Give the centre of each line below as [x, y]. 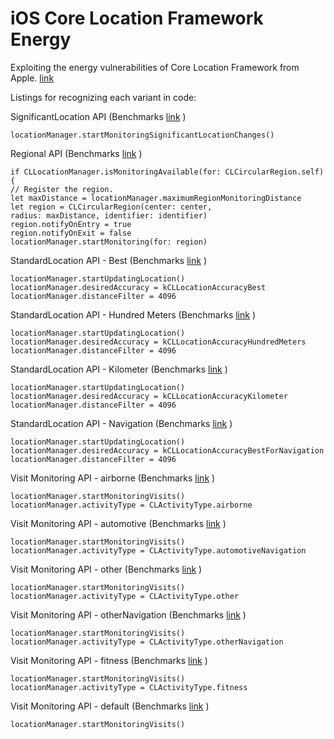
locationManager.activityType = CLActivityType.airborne [131, 505]
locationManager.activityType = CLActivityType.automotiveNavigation [158, 550]
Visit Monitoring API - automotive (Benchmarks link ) [118, 523]
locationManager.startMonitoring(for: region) [109, 242]
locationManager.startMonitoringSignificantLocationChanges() [142, 135]
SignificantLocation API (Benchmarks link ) [98, 116]
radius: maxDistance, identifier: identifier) [109, 215]
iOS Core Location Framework [137, 18]
